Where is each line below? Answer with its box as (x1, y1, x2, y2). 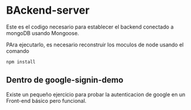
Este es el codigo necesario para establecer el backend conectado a (6, 23, 174, 30)
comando (6, 47, 30, 54)
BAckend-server (6, 4, 90, 17)
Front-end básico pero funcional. (6, 97, 87, 104)
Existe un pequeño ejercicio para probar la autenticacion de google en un (6, 90, 186, 98)
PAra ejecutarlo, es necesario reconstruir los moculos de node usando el (6, 41, 184, 48)
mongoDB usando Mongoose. (6, 29, 79, 36)
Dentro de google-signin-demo (6, 75, 123, 85)
